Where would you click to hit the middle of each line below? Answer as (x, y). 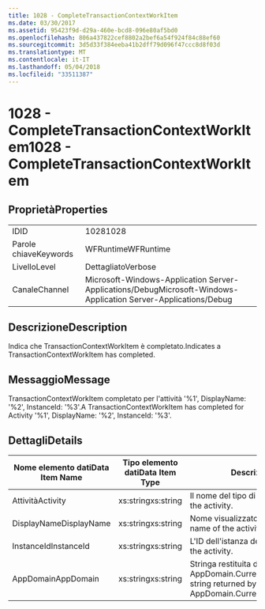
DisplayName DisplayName (62, 524)
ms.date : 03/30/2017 (42, 23)
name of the (212, 528)
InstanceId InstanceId (51, 547)
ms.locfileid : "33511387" (50, 74)
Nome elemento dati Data (62, 467)
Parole (24, 244)
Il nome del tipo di (223, 496)
